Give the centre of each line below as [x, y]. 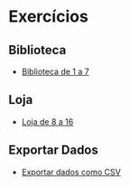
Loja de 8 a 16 [47, 121]
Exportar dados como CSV [71, 172]
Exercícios [49, 17]
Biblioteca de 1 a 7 [55, 71]
